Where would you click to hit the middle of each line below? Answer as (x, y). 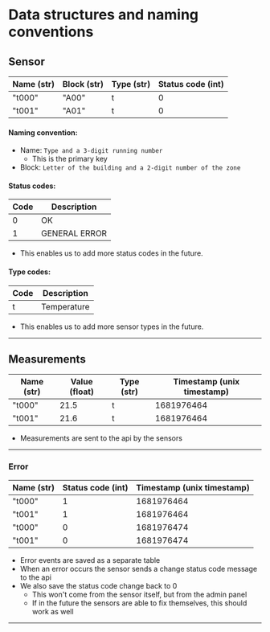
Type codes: (29, 272)
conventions (51, 32)
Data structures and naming (104, 15)
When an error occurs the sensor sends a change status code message (139, 568)
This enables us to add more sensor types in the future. (112, 326)
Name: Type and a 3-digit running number (91, 150)
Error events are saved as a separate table (90, 560)
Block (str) (83, 84)
